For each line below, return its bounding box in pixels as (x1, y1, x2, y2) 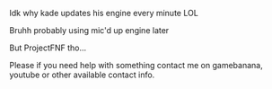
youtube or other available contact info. (9, 69, 155, 80)
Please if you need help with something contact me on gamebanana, (9, 60, 263, 70)
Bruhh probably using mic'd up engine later (9, 25, 170, 35)
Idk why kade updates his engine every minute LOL (9, 8, 199, 18)
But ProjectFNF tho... (9, 42, 87, 53)
